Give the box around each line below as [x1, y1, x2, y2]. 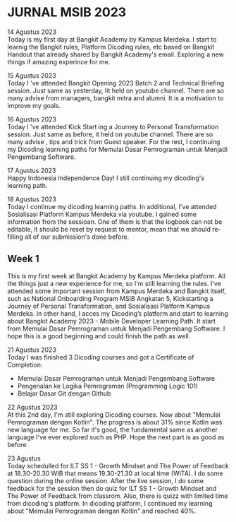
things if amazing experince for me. [7, 57, 111, 66]
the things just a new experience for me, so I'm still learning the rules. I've [7, 279, 222, 287]
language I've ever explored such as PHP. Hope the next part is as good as [7, 432, 225, 441]
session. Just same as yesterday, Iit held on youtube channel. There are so [7, 86, 224, 95]
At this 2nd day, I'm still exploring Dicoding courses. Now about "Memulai [7, 410, 221, 419]
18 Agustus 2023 [7, 195, 56, 203]
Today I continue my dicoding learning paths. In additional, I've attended [7, 202, 217, 210]
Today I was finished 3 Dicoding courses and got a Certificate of [7, 352, 194, 361]
